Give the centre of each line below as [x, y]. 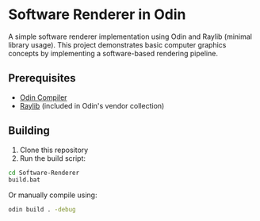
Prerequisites [42, 78]
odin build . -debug [42, 210]
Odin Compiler [43, 97]
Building [29, 131]
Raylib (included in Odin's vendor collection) [92, 105]
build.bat [25, 180]
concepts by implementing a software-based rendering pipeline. [113, 53]
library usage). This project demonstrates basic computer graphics [117, 44]
